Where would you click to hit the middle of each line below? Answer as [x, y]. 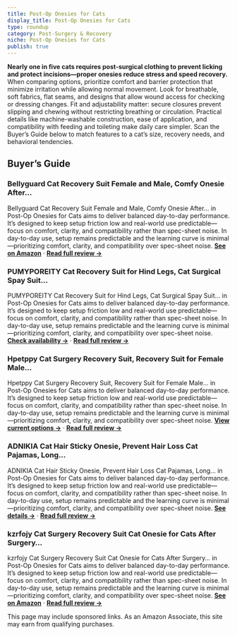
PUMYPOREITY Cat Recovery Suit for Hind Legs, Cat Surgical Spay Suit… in [117, 295]
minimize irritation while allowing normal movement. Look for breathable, [113, 89]
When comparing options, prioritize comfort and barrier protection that [110, 81]
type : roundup [28, 27]
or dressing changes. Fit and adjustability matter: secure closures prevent [114, 104]
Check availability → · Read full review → [68, 340]
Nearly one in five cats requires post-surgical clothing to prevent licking [115, 67]
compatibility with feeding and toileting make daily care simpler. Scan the [114, 127]
